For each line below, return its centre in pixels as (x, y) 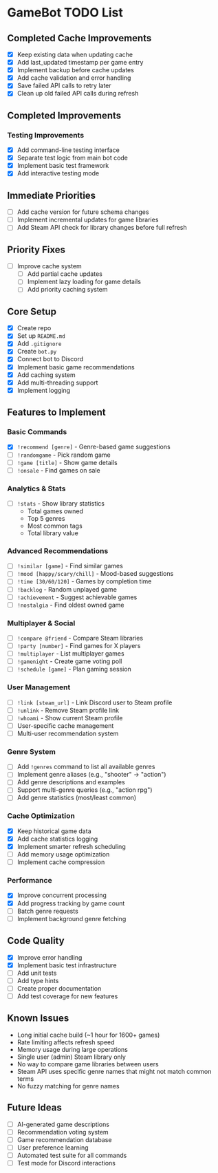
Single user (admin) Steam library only (71, 1057)
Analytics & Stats (36, 488)
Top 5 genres (46, 519)
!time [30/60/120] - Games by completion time (84, 581)
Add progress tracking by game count (71, 903)
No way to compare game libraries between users (88, 1064)
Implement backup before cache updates (75, 70)
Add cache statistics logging (57, 839)
